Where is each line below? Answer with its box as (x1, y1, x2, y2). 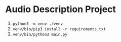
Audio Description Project (5, 4, 116, 15)
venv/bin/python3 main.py (12, 32, 67, 37)
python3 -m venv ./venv (12, 21, 63, 26)
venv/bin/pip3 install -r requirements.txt (12, 26, 106, 31)
